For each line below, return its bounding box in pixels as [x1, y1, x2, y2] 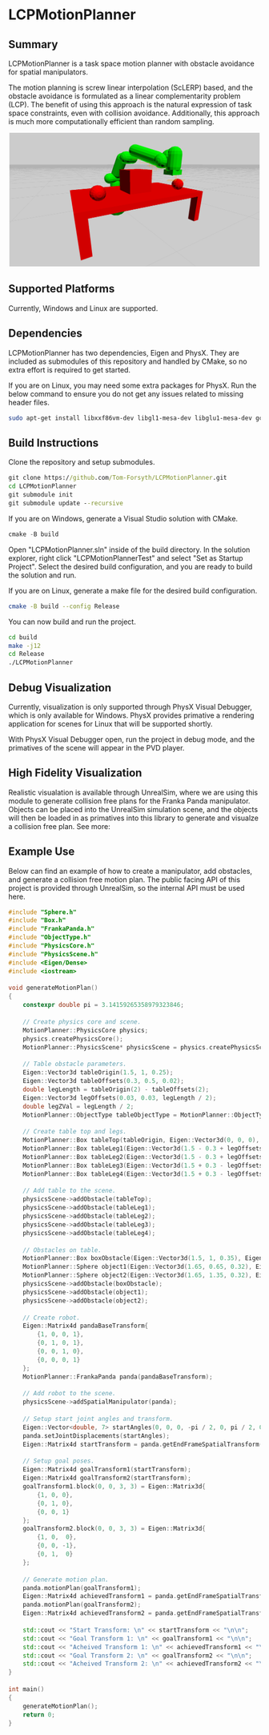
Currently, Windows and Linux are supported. [8, 303, 159, 313]
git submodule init [8, 491, 74, 499]
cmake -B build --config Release [8, 602, 120, 610]
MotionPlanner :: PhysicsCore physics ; [22, 1026, 149, 1034]
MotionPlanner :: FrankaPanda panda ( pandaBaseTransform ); [22, 1372, 214, 1381]
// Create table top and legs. [22, 1128, 127, 1136]
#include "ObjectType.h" [8, 933, 91, 942]
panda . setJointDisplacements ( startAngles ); [22, 1431, 171, 1439]
